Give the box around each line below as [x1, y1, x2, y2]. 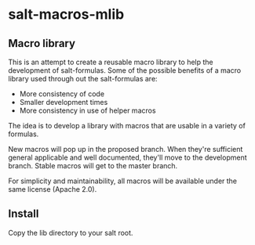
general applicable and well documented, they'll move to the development [8, 153, 247, 162]
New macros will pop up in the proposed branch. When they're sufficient [8, 145, 243, 153]
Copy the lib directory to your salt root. [8, 228, 133, 237]
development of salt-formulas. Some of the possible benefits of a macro [8, 66, 242, 75]
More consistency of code [19, 89, 104, 99]
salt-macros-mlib [8, 5, 125, 23]
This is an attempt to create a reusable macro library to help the [8, 57, 213, 67]
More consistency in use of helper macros [19, 106, 156, 115]
